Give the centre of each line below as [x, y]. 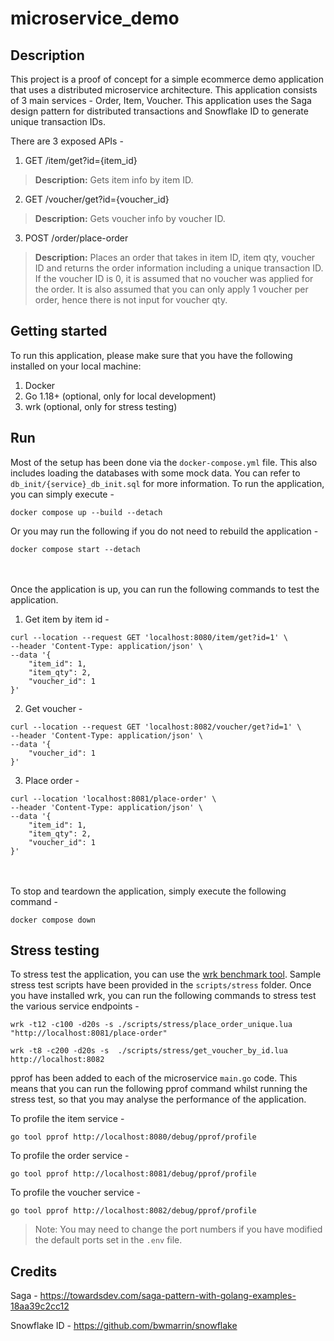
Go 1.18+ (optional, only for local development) [120, 396]
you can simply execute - [62, 494]
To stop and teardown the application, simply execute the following [148, 891]
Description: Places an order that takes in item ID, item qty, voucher [175, 257]
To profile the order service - [70, 1156]
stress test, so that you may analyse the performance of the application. [158, 1099]
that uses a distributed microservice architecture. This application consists [164, 90]
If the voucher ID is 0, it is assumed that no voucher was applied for [174, 278]
